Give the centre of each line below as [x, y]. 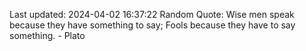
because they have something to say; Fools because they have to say [152, 25]
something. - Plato [47, 35]
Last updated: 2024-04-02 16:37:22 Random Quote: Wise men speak [152, 14]
